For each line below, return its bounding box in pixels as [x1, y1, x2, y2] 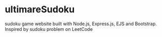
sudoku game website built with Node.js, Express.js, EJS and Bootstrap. [5, 21, 157, 27]
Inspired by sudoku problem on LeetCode [5, 26, 93, 32]
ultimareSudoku [5, 4, 75, 15]
